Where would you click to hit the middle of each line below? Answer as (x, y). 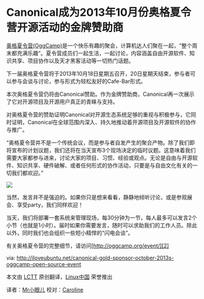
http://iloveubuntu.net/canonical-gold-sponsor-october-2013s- (95, 258)
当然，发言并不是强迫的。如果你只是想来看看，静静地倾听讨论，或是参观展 (99, 197)
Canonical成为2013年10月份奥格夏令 (99, 12)
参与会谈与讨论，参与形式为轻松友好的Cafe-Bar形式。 (79, 81)
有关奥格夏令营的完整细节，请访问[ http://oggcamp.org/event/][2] (88, 246)
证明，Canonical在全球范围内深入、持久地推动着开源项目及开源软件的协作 (104, 122)
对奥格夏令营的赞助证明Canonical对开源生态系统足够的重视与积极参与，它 (99, 114)
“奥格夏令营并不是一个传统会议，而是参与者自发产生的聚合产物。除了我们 (98, 143)
